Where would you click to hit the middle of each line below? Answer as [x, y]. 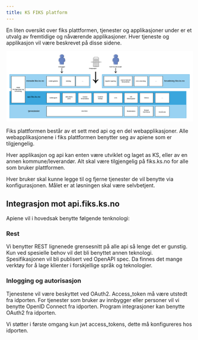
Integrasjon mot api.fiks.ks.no [63, 204]
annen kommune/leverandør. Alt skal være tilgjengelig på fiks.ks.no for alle [97, 161]
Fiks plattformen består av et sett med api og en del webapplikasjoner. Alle [97, 131]
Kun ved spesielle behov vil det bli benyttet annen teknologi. [79, 253]
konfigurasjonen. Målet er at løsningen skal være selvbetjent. [81, 185]
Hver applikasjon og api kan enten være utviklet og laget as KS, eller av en [97, 155]
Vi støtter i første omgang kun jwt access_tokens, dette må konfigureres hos [99, 324]
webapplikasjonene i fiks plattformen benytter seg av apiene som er [89, 137]
